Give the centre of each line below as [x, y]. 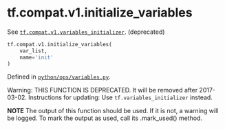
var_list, [34, 51]
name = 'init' [36, 57]
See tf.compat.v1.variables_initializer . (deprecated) [86, 32]
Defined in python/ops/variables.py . [59, 77]
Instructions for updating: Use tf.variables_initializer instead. [121, 97]
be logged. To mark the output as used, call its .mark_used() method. [105, 118]
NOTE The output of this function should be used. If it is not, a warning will [113, 111]
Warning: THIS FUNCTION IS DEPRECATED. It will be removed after [103, 90]
